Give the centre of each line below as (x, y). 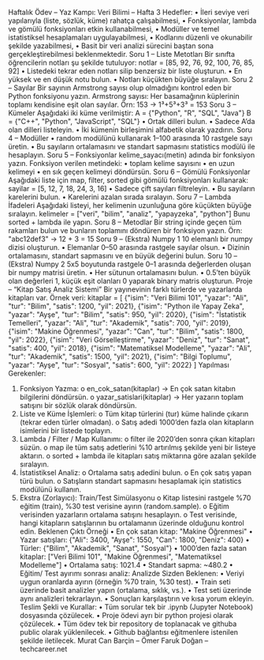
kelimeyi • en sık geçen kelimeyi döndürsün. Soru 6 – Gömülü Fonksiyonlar (129, 172)
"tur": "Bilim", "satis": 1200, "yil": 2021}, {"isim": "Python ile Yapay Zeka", (126, 306)
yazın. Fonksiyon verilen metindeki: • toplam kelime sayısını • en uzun (121, 163)
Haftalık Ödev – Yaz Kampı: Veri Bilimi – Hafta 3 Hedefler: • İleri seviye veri (129, 12)
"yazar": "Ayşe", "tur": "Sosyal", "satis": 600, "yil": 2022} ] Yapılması (119, 365)
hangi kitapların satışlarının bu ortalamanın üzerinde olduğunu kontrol (132, 523)
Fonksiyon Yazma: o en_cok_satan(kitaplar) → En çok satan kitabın (128, 388)
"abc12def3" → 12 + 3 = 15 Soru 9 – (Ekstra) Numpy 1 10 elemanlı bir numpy (131, 239)
